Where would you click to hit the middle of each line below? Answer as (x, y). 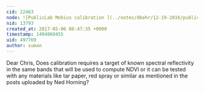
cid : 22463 (20, 12)
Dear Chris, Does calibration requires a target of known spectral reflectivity (100, 63)
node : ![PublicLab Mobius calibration (55, 18)
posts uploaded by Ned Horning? (48, 82)
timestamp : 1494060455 (35, 34)
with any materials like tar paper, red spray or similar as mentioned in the (97, 76)
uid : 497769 (21, 40)
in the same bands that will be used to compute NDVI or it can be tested (96, 69)
